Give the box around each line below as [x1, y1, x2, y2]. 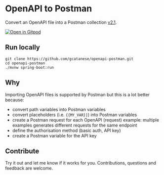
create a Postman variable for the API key [12, 132, 97, 138]
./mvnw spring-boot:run [5, 65, 54, 70]
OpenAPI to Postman [5, 3, 92, 14]
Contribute [5, 147, 40, 155]
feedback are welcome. [5, 165, 53, 171]
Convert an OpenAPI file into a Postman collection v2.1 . [5, 19, 117, 25]
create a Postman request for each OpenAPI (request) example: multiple [12, 117, 160, 123]
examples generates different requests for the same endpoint [12, 122, 137, 128]
